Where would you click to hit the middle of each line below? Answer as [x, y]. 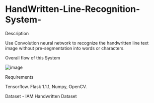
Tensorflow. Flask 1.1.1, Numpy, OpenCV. [46, 86]
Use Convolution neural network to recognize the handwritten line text [77, 43]
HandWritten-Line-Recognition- [73, 9]
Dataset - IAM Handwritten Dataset [41, 96]
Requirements [19, 77]
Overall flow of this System [33, 57]
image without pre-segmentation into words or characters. [65, 48]
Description [17, 33]
